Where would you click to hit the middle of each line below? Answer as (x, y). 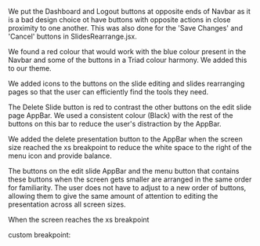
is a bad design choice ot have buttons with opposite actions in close (119, 20)
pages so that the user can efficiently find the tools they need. (108, 92)
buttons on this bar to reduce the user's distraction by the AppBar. (115, 124)
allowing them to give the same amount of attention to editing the (113, 196)
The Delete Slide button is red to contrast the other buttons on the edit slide (130, 107)
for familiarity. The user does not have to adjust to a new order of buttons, (127, 187)
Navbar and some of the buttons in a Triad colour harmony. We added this (128, 60)
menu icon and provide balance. (60, 156)
